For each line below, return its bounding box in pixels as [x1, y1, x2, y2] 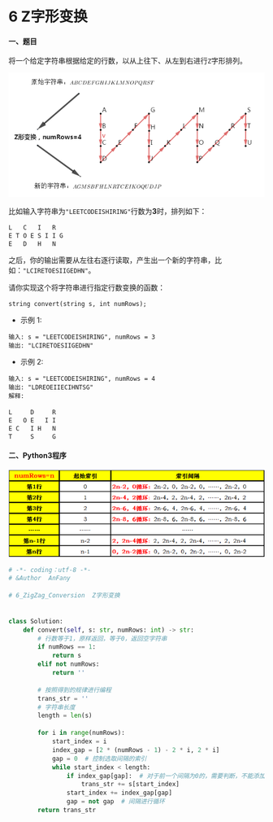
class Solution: [8, 617, 63, 625]
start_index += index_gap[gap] [66, 789, 173, 798]
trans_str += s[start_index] [80, 780, 180, 789]
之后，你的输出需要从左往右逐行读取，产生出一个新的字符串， [8, 255, 215, 265]
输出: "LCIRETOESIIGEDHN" [8, 341, 93, 350]
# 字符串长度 [37, 703, 76, 711]
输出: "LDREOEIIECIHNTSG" [8, 383, 93, 391]
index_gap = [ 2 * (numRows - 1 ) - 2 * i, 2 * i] [51, 745, 220, 754]
